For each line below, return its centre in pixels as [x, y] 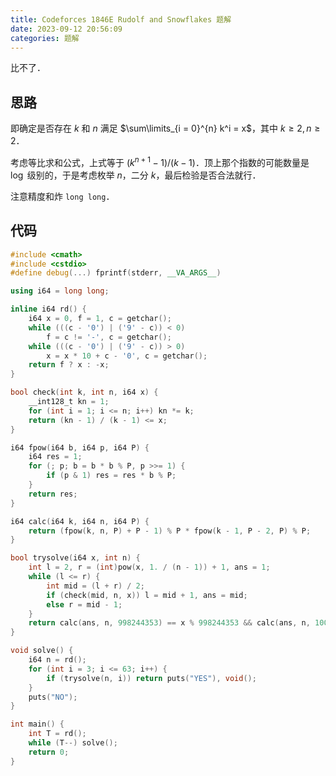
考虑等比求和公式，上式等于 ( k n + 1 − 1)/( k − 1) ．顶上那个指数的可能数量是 [160, 161]
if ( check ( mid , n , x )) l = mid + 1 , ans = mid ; [147, 595]
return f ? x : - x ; [69, 365]
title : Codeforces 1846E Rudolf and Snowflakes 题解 [121, 19]
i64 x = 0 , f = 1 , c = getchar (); [100, 319]
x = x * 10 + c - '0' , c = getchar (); [127, 356]
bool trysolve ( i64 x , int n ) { [75, 558]
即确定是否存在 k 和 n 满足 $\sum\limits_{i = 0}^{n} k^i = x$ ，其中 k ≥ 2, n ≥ [165, 128]
